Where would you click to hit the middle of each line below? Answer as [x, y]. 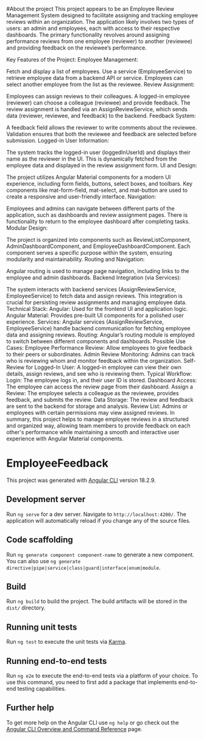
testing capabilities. [42, 689]
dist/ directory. [26, 608]
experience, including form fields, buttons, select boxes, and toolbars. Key [100, 184]
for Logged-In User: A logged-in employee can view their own [104, 367]
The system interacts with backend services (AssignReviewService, [91, 289]
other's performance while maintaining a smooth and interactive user [93, 432]
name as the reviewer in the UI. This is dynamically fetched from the [92, 159]
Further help [30, 708]
